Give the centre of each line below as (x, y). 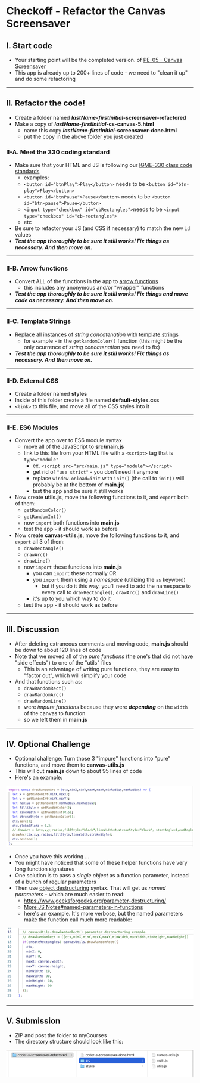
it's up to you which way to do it (72, 599)
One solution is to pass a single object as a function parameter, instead (102, 875)
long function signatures (45, 869)
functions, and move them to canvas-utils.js (70, 765)
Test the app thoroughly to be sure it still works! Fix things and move (101, 294)
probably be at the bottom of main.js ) (79, 485)
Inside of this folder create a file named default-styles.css (87, 400)
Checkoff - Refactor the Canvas (86, 11)
